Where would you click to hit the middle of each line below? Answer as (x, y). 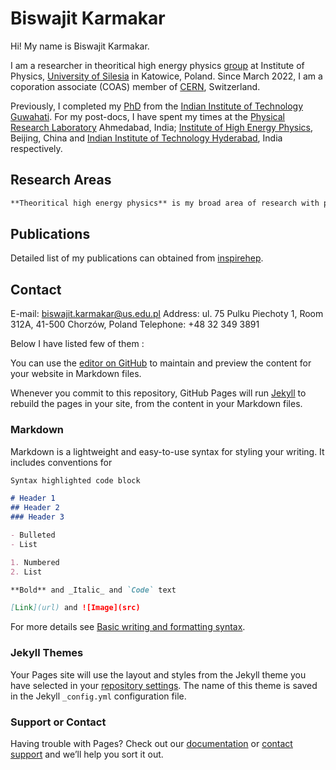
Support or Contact (58, 722)
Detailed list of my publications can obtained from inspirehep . (137, 258)
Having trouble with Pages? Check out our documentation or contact (151, 743)
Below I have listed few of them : (77, 344)
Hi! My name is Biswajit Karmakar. (80, 46)
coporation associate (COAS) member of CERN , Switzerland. (135, 86)
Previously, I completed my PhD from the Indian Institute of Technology (157, 106)
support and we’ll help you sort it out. (87, 754)
